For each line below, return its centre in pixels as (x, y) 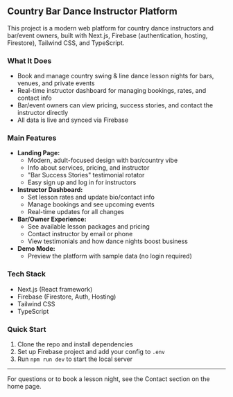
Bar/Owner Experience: (52, 219)
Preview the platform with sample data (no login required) (110, 256)
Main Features (32, 138)
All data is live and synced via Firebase (73, 120)
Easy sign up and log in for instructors (82, 182)
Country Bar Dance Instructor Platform (93, 11)
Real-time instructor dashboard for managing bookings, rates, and (112, 91)
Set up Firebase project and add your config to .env (91, 352)
